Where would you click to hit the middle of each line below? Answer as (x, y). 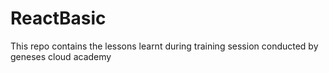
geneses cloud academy (61, 56)
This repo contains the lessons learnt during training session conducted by (164, 46)
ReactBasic (58, 18)
